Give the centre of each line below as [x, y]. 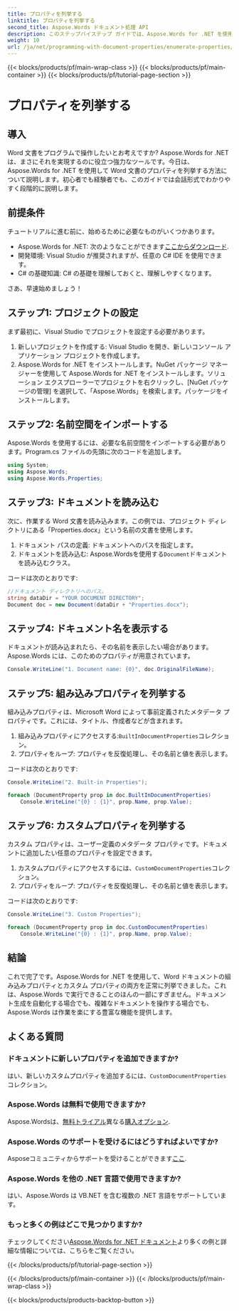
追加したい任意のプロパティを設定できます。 [91, 853]
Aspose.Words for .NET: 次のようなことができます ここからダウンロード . [123, 246]
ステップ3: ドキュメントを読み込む [83, 502]
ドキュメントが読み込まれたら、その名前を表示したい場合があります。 [110, 647]
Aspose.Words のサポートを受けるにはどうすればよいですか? [113, 1142]
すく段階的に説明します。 [44, 188]
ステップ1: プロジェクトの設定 [73, 313]
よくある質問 [36, 1037]
